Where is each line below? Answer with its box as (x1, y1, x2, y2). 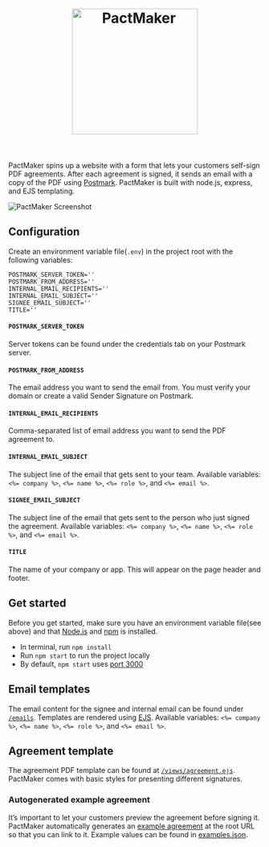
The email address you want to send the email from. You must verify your (8, 382, 251, 392)
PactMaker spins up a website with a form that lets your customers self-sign (8, 160, 261, 170)
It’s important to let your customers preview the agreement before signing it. (8, 812, 260, 822)
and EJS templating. (8, 186, 75, 196)
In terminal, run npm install (19, 642, 112, 651)
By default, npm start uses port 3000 (19, 659, 144, 668)
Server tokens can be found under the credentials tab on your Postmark (8, 339, 247, 349)
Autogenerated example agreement (8, 794, 151, 805)
